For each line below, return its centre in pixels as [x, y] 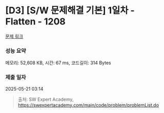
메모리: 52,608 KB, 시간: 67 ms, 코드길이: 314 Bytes [58, 63]
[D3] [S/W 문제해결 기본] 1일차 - [70, 10]
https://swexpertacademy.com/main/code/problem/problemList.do [88, 105]
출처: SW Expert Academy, [46, 99]
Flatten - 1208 [35, 22]
